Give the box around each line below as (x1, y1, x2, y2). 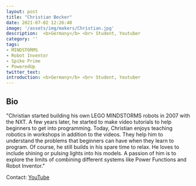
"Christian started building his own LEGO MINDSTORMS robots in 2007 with (6, 112, 190, 119)
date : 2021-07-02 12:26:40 (6, 19, 72, 25)
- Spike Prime (6, 58, 41, 64)
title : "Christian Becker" (6, 14, 72, 20)
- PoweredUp (6, 63, 35, 70)
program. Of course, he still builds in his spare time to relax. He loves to (6, 143, 180, 151)
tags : (6, 42, 19, 48)
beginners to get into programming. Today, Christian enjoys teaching (6, 125, 172, 132)
